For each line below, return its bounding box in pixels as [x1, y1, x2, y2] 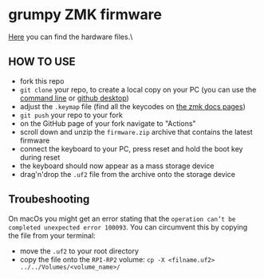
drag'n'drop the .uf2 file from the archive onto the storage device [19, 169, 236, 179]
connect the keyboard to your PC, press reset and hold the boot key [19, 143, 243, 153]
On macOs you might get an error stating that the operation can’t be [8, 214, 236, 223]
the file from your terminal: [8, 230, 96, 240]
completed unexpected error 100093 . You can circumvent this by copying [8, 222, 248, 232]
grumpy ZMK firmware [8, 6, 162, 24]
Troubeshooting [8, 193, 90, 206]
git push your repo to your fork [19, 110, 124, 120]
